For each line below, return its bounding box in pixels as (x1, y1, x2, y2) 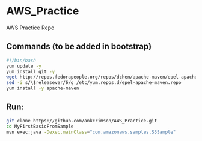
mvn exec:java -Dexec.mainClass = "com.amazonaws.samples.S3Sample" (6, 129, 176, 135)
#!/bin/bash (6, 57, 36, 64)
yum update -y (6, 63, 42, 69)
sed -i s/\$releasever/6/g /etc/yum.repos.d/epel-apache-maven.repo (6, 80, 182, 86)
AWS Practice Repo (6, 24, 55, 31)
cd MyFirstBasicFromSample (6, 123, 74, 130)
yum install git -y (6, 68, 55, 74)
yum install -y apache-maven (6, 85, 79, 91)
